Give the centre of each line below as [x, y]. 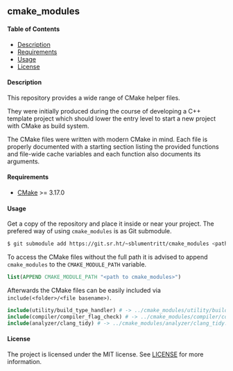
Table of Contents [34, 29]
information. [25, 361]
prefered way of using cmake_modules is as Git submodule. [89, 231]
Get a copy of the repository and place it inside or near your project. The [111, 224]
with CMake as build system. [48, 126]
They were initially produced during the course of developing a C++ [104, 111]
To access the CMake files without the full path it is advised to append [107, 257]
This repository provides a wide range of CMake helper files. [94, 98]
